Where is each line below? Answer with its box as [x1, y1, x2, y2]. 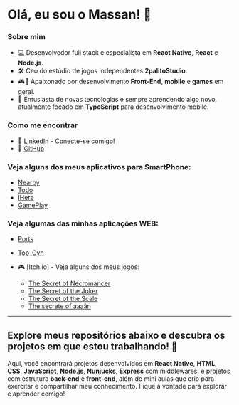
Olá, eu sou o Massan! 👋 [7, 6, 152, 23]
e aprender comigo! [7, 389, 65, 398]
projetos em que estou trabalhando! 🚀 [7, 340, 178, 352]
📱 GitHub [17, 144, 45, 152]
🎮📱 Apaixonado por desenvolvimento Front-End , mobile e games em [17, 78, 224, 86]
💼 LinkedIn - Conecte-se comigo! [17, 137, 115, 145]
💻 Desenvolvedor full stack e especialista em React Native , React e [17, 48, 218, 57]
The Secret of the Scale [28, 295, 98, 303]
